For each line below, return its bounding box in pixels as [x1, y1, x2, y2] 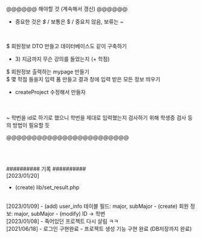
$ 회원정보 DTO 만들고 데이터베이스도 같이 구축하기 [6, 43, 127, 49]
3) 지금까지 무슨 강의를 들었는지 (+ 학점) [14, 55, 110, 62]
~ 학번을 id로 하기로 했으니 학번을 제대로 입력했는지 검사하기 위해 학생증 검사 [6, 114, 187, 121]
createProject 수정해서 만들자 [14, 89, 86, 95]
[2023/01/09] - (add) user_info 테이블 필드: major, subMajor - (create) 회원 [6, 202, 189, 210]
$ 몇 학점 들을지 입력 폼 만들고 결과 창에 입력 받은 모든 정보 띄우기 [6, 76, 161, 83]
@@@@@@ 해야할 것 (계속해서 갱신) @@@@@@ [6, 5, 128, 12]
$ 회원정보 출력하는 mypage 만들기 [6, 68, 89, 75]
